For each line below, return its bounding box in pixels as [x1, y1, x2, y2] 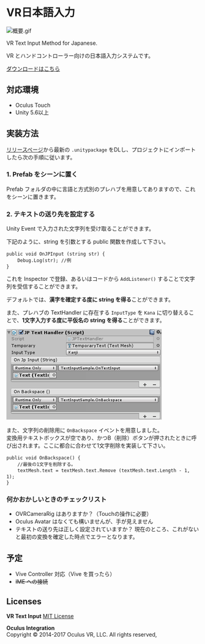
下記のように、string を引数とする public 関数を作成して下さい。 [6, 238, 170, 245]
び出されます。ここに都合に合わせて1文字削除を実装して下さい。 [6, 442, 169, 450]
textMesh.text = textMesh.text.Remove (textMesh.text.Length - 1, [17, 467, 190, 474]
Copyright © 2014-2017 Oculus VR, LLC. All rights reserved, [6, 631, 157, 638]
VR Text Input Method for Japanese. [6, 39, 98, 47]
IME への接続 [15, 578, 48, 586]
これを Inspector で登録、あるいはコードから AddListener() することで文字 [6, 275, 195, 283]
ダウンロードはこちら [6, 65, 60, 72]
